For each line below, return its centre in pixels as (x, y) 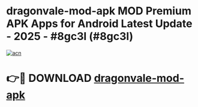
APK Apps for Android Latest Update (99, 24)
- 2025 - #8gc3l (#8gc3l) (70, 36)
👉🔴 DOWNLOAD (49, 78)
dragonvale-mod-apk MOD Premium (99, 11)
